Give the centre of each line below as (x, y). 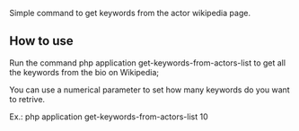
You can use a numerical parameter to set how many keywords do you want (149, 90)
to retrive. (27, 99)
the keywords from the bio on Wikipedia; (84, 72)
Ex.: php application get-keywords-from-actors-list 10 (109, 117)
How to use (41, 41)
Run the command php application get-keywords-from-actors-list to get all (147, 63)
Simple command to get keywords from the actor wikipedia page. (130, 13)
